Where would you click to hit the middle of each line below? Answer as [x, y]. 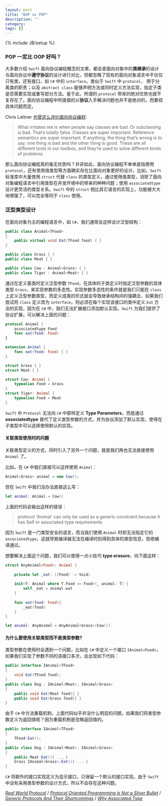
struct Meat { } [22, 370]
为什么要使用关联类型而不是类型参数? [44, 638]
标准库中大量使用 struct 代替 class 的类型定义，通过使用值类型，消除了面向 [83, 177]
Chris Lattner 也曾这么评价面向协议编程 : [46, 117]
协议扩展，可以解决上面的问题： [38, 314]
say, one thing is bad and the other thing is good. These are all [82, 143]
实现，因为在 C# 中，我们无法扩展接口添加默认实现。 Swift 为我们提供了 [87, 308]
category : [15, 24]
